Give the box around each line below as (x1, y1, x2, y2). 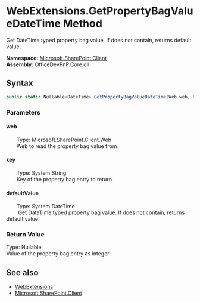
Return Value (6, 230, 45, 239)
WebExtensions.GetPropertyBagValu (6, 4, 193, 18)
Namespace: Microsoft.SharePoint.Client (6, 54, 107, 61)
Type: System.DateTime (17, 203, 76, 210)
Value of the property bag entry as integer (6, 250, 110, 257)
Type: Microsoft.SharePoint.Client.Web (17, 136, 112, 143)
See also (6, 267, 39, 278)
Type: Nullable (6, 244, 42, 251)
